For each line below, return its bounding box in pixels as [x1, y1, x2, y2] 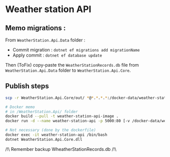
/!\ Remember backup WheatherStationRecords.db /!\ [5, 146, 116, 152]
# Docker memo [5, 104, 35, 110]
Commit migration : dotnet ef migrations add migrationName [12, 47, 140, 53]
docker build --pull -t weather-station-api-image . [5, 114, 119, 119]
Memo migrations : [5, 24, 66, 32]
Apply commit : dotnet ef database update [12, 52, 102, 58]
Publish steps [5, 82, 49, 90]
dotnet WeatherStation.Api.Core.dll [5, 137, 82, 142]
